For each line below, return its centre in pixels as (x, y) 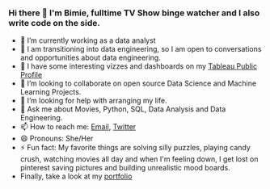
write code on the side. (55, 23)
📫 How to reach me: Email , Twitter (78, 127)
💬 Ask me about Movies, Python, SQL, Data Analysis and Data (123, 109)
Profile (31, 75)
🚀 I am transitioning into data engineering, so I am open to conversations (141, 49)
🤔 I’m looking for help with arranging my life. (93, 101)
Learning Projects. (51, 92)
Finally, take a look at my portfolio (76, 176)
